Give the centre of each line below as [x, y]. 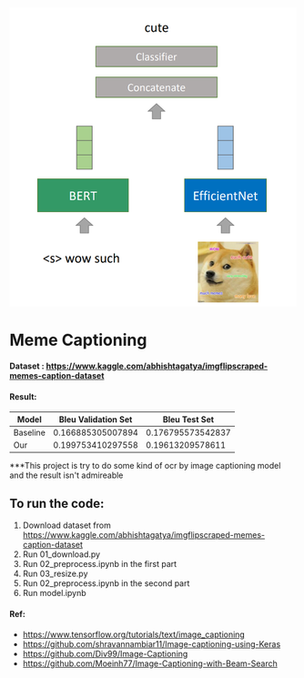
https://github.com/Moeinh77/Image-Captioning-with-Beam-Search [150, 663]
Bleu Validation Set [96, 419]
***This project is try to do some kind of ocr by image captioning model [145, 465]
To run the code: [57, 504]
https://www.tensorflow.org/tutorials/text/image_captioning [134, 634]
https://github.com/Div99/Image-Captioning [105, 653]
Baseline [29, 432]
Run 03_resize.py [55, 574]
